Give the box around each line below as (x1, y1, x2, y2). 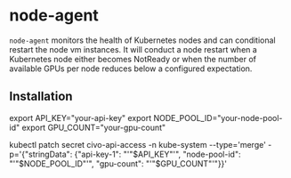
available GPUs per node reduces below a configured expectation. (9, 63, 253, 74)
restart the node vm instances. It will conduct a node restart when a (9, 44, 258, 54)
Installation (9, 89, 73, 104)
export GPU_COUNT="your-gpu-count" (21, 122, 166, 133)
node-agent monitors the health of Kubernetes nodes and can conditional (9, 35, 276, 45)
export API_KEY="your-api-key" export (9, 112, 152, 123)
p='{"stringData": (9, 149, 73, 159)
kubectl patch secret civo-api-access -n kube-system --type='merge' (9, 139, 267, 150)
